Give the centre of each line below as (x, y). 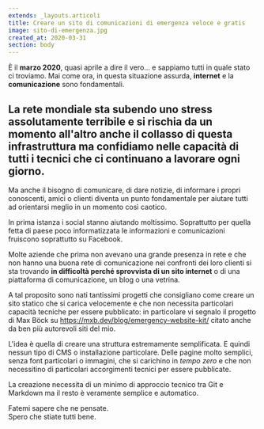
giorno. (26, 171)
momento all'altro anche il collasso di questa (121, 134)
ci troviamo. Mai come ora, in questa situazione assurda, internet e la (121, 76)
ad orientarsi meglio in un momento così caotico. (88, 207)
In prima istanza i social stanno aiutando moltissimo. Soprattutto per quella (130, 222)
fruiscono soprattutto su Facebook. (66, 239)
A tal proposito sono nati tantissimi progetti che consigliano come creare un (131, 294)
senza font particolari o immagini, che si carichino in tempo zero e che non (130, 360)
